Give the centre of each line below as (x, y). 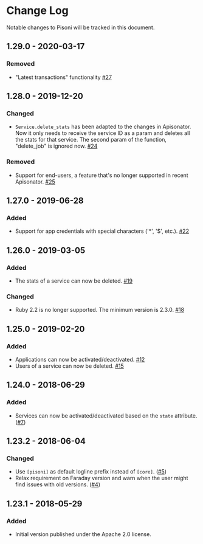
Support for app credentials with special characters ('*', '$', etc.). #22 (102, 231)
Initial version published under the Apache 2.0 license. (83, 534)
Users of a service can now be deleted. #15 (70, 366)
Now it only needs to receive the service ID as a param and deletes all (102, 133)
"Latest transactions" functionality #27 (64, 77)
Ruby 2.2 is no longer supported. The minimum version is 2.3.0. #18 (99, 310)
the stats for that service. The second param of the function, (91, 140)
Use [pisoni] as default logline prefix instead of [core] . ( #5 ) (91, 472)
